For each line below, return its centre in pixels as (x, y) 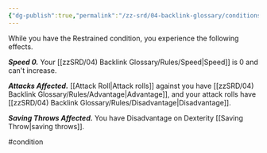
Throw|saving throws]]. (46, 126)
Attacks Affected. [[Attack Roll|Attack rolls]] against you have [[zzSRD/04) (131, 86)
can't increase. (33, 70)
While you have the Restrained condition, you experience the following (124, 38)
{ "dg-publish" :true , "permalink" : (64, 15)
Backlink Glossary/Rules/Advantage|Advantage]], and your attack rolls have (132, 94)
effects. (21, 46)
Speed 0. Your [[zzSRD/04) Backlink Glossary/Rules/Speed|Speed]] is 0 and (133, 62)
